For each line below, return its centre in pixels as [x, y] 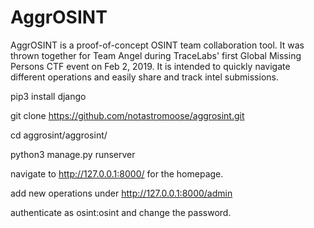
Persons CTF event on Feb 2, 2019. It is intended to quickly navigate [150, 66]
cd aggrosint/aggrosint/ [59, 135]
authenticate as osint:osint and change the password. [121, 212]
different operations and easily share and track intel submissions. [144, 77]
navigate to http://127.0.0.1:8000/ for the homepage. [117, 173]
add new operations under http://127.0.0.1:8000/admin [121, 193]
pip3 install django [48, 96]
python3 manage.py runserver [73, 154]
